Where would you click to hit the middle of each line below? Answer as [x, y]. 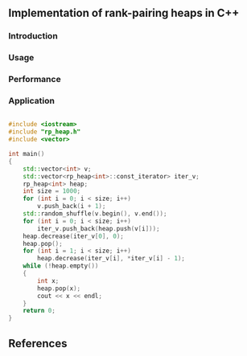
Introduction [33, 36]
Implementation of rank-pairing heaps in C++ [124, 13]
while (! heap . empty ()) [61, 266]
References [38, 344]
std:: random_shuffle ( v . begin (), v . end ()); [95, 214]
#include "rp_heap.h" [45, 132]
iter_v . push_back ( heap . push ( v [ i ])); [99, 228]
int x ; [48, 280]
